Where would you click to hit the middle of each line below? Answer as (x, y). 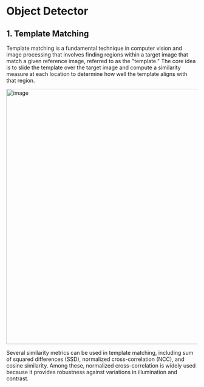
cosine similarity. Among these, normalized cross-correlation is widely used (101, 365)
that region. (21, 80)
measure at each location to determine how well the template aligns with (97, 74)
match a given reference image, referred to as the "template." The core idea (101, 61)
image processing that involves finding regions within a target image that (97, 55)
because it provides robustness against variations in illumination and (92, 372)
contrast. (18, 378)
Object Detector (47, 11)
